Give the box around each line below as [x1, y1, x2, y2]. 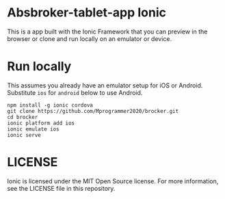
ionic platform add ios [7, 120, 75, 127]
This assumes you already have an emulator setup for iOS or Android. [7, 81, 203, 90]
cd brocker [7, 114, 38, 120]
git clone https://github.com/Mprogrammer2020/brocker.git [7, 107, 179, 114]
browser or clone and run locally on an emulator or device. [7, 34, 172, 42]
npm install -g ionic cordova [7, 101, 94, 109]
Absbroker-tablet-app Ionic [7, 5, 166, 21]
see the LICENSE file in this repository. [7, 184, 116, 192]
